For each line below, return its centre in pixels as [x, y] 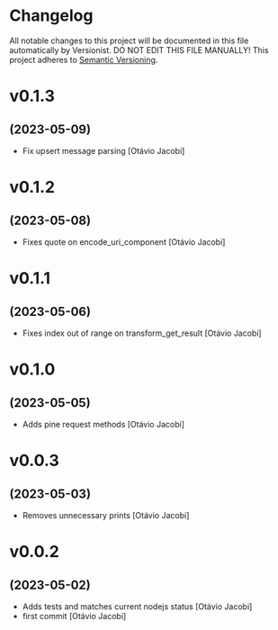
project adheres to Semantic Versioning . [84, 59]
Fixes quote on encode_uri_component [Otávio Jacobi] [124, 242]
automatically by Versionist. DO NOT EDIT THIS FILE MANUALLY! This [139, 49]
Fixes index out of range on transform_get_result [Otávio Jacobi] [142, 333]
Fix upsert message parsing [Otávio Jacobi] [103, 150]
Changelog [51, 16]
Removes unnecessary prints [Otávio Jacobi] [106, 515]
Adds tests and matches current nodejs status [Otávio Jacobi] [137, 606]
